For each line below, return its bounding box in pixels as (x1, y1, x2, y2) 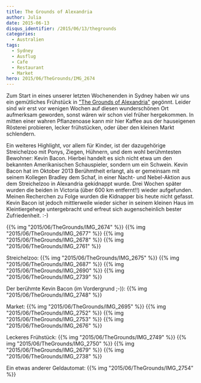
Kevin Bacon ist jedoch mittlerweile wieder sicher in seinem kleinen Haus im (6, 199, 194, 207)
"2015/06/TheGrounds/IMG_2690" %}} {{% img (6, 267, 125, 275)
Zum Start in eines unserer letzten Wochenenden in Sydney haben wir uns (6, 92, 190, 99)
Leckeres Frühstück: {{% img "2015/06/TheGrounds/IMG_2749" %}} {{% (6, 334, 187, 341)
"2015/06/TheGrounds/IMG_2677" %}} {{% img (6, 230, 124, 237)
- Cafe (11, 59, 28, 65)
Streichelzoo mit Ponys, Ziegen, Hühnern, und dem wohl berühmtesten (6, 148, 182, 156)
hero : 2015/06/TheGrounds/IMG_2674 (6, 76, 95, 82)
